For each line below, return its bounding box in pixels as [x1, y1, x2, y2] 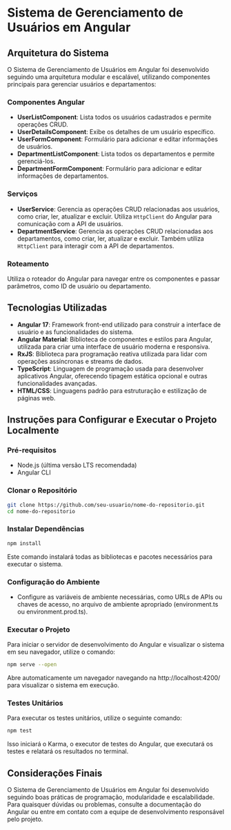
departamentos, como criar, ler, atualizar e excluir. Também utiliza [17, 234, 205, 243]
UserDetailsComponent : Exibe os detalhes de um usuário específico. [17, 128, 216, 136]
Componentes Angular [7, 97, 85, 107]
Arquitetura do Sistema [7, 47, 109, 59]
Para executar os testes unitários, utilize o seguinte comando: [7, 714, 183, 722]
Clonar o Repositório [7, 486, 77, 495]
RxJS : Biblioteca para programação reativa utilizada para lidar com [17, 349, 208, 358]
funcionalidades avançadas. [17, 379, 98, 387]
